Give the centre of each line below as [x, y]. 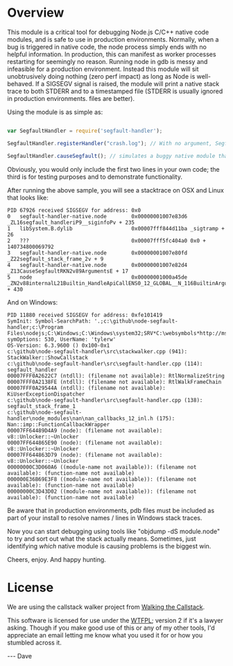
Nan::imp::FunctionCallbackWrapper [59, 424]
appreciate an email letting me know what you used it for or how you [105, 635]
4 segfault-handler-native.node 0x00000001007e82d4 [97, 265]
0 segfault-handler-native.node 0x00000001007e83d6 [97, 216]
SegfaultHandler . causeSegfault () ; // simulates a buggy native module [111, 156]
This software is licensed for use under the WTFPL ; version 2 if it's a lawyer [115, 620]
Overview [36, 13]
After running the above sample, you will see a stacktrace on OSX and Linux [115, 190]
